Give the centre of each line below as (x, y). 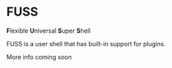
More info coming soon (39, 57)
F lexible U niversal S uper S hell (48, 31)
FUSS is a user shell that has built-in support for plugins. (86, 44)
